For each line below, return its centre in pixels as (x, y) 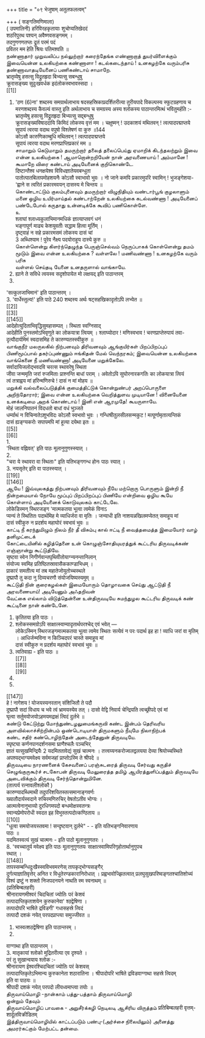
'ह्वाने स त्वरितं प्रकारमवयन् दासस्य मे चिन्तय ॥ (59, 184)
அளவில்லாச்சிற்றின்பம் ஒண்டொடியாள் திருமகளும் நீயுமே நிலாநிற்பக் (86, 730)
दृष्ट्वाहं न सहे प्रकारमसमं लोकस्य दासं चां (54, 233)
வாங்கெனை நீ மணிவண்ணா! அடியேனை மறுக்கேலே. (66, 360)
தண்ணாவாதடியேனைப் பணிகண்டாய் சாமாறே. (59, 70)
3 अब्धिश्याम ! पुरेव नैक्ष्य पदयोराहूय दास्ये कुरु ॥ (60, 239)
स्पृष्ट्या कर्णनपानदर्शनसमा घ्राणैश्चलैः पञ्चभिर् (49, 744)
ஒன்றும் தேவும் (23, 1001)
